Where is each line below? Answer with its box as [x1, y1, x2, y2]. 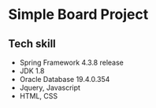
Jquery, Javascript [19, 83, 81, 92]
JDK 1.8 [19, 66, 45, 76]
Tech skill [8, 37, 57, 50]
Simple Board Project [8, 6, 149, 24]
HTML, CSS [19, 91, 58, 100]
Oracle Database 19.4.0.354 [19, 75, 110, 84]
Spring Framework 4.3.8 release [19, 58, 124, 67]
